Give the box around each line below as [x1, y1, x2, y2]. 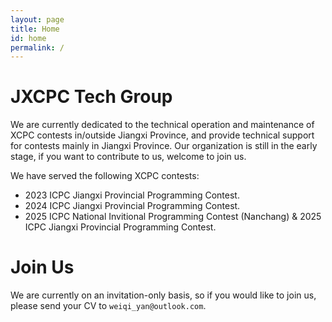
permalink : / [10, 42, 65, 53]
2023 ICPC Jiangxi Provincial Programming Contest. [24, 189, 240, 201]
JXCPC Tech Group [10, 86, 173, 108]
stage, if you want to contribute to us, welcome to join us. [10, 151, 247, 163]
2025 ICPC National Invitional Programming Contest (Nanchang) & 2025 [24, 211, 322, 223]
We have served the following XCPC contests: [10, 170, 200, 182]
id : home [10, 33, 47, 43]
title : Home [10, 24, 60, 34]
